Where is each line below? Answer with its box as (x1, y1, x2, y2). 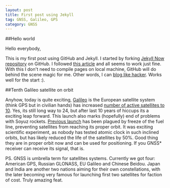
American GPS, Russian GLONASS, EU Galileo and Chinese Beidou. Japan (5, 161, 160, 167)
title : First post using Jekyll (5, 12, 74, 17)
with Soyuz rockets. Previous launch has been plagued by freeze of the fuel (5, 118, 164, 125)
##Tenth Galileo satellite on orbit (5, 87, 74, 93)
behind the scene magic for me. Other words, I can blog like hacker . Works (5, 72, 162, 78)
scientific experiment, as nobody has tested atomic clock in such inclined (5, 129, 159, 136)
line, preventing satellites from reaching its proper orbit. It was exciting (5, 124, 153, 130)
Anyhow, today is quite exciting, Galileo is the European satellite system (5, 97, 155, 103)
